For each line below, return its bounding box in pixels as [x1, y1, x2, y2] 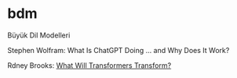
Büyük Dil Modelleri [7, 30, 71, 40]
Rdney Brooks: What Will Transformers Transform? [7, 60, 172, 70]
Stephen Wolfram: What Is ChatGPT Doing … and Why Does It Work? [7, 45, 230, 55]
